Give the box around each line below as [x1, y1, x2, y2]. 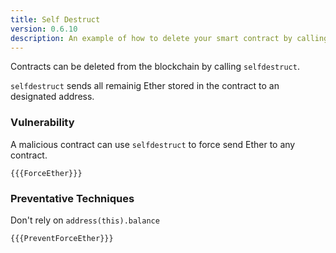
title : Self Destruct [10, 14, 101, 25]
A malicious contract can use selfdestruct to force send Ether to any [10, 138, 296, 150]
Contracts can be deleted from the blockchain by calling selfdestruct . [10, 61, 300, 73]
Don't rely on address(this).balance [10, 214, 160, 226]
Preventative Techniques [10, 191, 135, 205]
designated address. [10, 91, 95, 103]
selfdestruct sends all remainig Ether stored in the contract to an [10, 80, 280, 92]
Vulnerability [10, 116, 75, 130]
